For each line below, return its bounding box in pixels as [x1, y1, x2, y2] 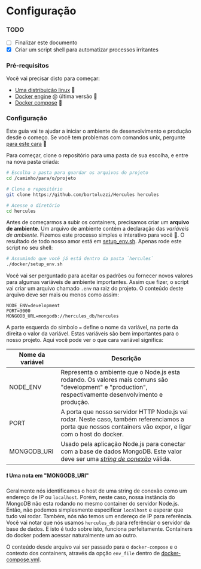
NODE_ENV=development [6, 303, 60, 309]
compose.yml [6, 556, 40, 563]
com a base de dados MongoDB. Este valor [60, 447, 182, 455]
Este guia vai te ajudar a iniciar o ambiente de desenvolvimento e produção [6, 127, 191, 135]
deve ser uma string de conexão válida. [60, 455, 172, 463]
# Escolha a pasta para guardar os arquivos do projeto [6, 170, 148, 176]
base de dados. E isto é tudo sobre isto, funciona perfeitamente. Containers [6, 525, 193, 533]
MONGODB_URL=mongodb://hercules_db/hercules [6, 313, 119, 319]
